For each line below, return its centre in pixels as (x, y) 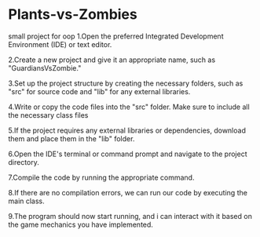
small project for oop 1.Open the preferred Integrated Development (116, 36)
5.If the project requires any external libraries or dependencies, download (127, 130)
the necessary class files (48, 115)
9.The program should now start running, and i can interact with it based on (130, 216)
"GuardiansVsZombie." (45, 67)
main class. (26, 201)
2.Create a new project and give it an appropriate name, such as (112, 60)
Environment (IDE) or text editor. (60, 44)
